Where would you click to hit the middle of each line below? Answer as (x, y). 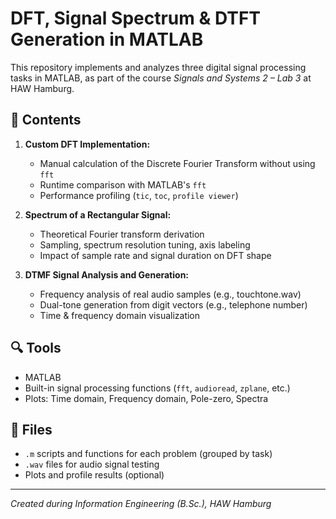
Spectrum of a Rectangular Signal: (98, 214)
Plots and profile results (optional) (94, 475)
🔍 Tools (36, 348)
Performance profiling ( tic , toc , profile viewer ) (139, 195)
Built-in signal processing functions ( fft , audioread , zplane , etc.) (157, 388)
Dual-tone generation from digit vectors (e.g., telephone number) (173, 304)
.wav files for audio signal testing (92, 464)
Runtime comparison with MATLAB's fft (123, 184)
